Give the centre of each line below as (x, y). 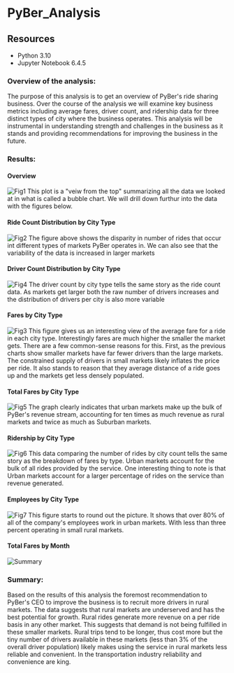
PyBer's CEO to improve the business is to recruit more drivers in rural (108, 602)
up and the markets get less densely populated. (76, 375)
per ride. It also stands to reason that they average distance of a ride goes (114, 368)
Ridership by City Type (41, 438)
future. (17, 141)
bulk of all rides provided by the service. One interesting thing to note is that (117, 469)
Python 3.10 (34, 55)
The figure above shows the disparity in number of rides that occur (125, 238)
